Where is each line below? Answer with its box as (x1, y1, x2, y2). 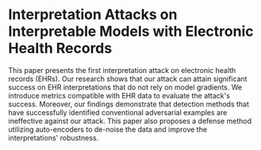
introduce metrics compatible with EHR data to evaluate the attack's (8, 90, 230, 100)
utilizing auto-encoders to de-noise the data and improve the (8, 125, 208, 134)
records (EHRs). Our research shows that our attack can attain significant (8, 74, 248, 83)
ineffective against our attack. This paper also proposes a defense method (8, 116, 252, 125)
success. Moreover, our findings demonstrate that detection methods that (8, 99, 250, 109)
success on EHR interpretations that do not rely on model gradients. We (8, 82, 243, 92)
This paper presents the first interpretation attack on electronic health (8, 65, 236, 75)
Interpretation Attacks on (8, 6, 178, 24)
